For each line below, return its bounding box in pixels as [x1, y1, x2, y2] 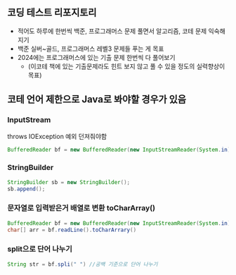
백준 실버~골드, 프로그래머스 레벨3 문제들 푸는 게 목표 [17, 44, 164, 53]
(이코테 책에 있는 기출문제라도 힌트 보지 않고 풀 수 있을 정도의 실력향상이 [27, 62, 225, 71]
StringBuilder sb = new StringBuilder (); [7, 178, 131, 185]
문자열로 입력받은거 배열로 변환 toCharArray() [7, 203, 156, 213]
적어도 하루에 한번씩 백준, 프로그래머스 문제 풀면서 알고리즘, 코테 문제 [17, 27, 207, 35]
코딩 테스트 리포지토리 [7, 6, 97, 19]
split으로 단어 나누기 [7, 244, 72, 254]
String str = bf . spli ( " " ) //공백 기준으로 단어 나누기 [7, 260, 158, 268]
